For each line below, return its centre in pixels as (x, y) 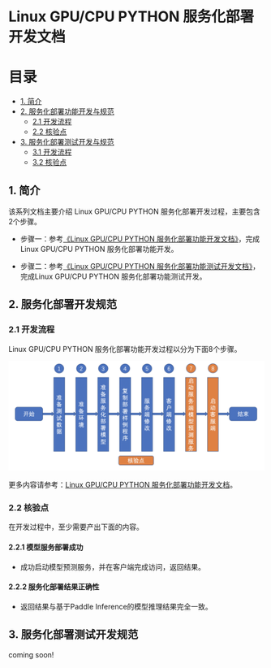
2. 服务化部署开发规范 (63, 304)
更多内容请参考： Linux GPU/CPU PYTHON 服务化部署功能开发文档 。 (123, 485)
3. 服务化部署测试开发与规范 (67, 142)
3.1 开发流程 (52, 152)
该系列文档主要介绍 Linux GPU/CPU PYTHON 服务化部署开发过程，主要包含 (135, 211)
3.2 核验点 (49, 163)
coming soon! (31, 654)
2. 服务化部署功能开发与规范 (67, 111)
